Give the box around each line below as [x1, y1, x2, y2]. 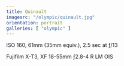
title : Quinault [6, 8, 47, 15]
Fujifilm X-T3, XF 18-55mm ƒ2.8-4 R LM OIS [6, 53, 114, 60]
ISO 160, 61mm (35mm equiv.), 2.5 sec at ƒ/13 [6, 42, 118, 49]
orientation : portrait [6, 20, 63, 26]
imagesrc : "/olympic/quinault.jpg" [6, 14, 95, 20]
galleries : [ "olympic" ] [6, 25, 71, 32]
